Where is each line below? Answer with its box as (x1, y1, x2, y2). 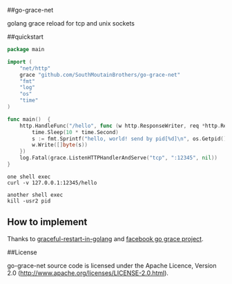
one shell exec (7, 173, 51, 180)
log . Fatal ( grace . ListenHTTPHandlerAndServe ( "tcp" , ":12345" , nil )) (19, 155, 217, 162)
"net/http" (19, 65, 51, 72)
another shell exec (7, 191, 64, 198)
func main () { (7, 115, 51, 123)
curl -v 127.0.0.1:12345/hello (7, 179, 97, 186)
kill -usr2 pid (7, 197, 51, 205)
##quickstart (7, 32, 43, 41)
